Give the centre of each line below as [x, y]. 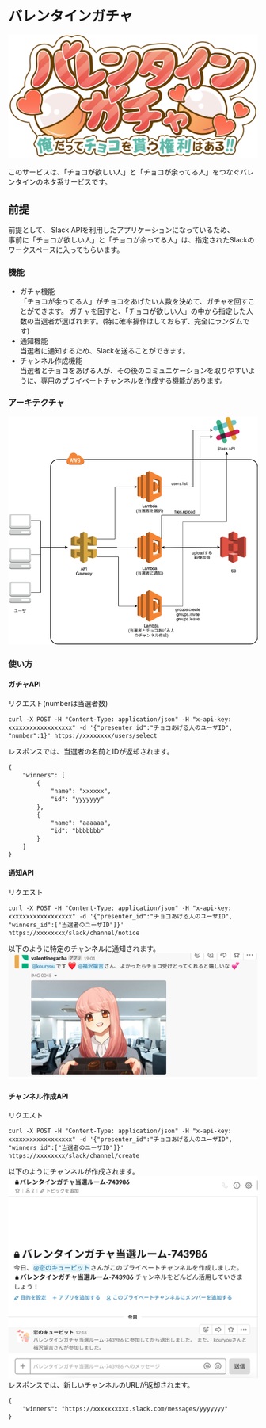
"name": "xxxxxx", [81, 791]
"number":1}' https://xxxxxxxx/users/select [83, 735]
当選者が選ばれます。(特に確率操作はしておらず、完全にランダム [138, 321]
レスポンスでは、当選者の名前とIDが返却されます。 [91, 751]
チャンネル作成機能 [51, 361]
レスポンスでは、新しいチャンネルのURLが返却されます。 [101, 1384]
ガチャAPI [25, 684]
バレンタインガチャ [70, 16]
